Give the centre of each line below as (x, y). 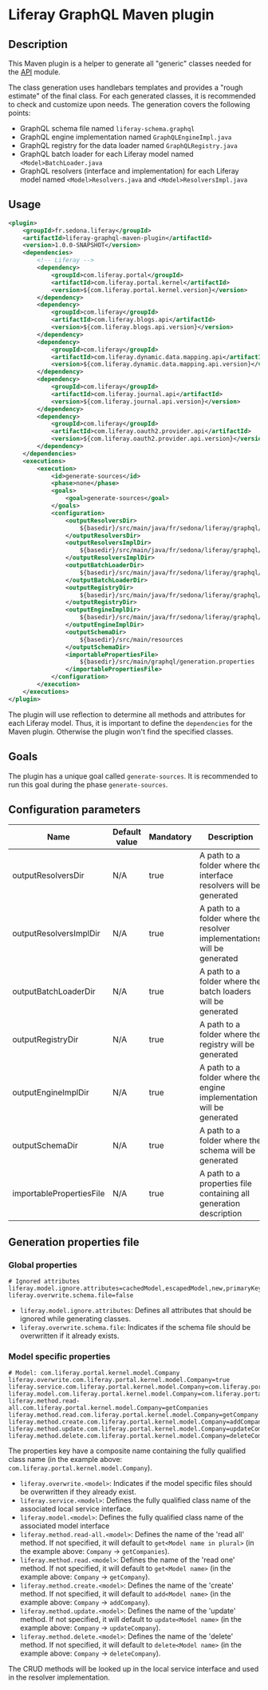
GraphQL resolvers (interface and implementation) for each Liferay (129, 171)
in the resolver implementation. (59, 1677)
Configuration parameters (75, 809)
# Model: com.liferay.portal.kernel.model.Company (94, 1373)
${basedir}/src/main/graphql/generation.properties (167, 662)
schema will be (227, 1151)
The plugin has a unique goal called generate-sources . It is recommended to (133, 776)
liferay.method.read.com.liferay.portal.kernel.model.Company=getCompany (134, 1415)
